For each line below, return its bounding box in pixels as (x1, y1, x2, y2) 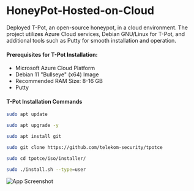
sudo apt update (6, 111, 48, 118)
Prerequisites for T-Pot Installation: (6, 51, 98, 58)
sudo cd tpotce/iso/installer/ (6, 155, 86, 162)
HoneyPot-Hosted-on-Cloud (6, 4, 155, 18)
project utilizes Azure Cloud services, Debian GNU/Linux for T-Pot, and (6, 30, 185, 37)
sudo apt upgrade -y (6, 123, 59, 129)
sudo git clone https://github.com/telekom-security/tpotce (6, 144, 163, 150)
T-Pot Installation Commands (6, 98, 83, 105)
